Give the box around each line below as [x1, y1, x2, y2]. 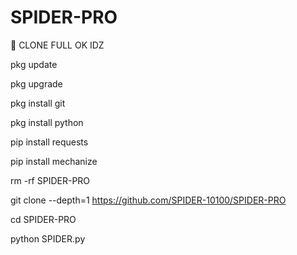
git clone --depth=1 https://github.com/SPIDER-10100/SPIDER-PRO [10, 194, 287, 206]
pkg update [10, 58, 58, 70]
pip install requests [10, 136, 89, 148]
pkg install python [10, 116, 84, 128]
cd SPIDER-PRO [10, 213, 77, 225]
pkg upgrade [10, 77, 63, 90]
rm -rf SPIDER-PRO [10, 174, 91, 186]
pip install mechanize [10, 155, 98, 167]
